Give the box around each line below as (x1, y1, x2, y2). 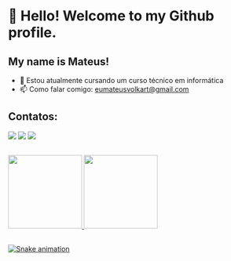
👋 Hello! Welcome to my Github (8, 7, 214, 25)
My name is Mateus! (8, 55, 110, 68)
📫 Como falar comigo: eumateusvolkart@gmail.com (19, 85, 189, 93)
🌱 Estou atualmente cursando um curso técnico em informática (19, 76, 224, 85)
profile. (8, 24, 57, 42)
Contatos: (8, 110, 58, 124)
